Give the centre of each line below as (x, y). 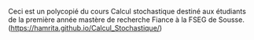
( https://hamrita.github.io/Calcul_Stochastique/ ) (85, 28)
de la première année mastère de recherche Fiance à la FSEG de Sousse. (127, 20)
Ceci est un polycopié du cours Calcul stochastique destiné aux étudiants (127, 11)
